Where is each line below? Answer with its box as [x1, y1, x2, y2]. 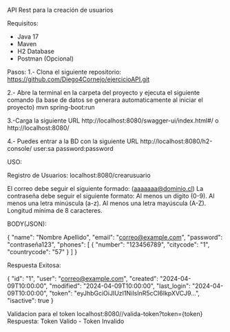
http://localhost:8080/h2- [140, 137, 213, 145]
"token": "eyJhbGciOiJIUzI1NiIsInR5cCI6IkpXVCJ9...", [49, 289, 200, 297]
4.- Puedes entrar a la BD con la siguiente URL [7, 137, 139, 145]
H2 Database [17, 48, 55, 55]
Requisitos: [7, 19, 39, 27]
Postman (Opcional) [17, 54, 74, 63]
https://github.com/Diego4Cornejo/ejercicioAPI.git [7, 75, 150, 83]
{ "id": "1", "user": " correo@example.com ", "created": [7, 275, 158, 282]
